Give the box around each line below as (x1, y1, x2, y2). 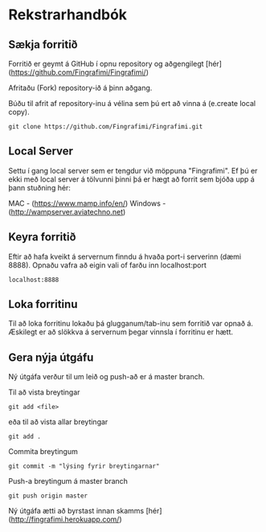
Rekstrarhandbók (8, 6, 127, 24)
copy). (8, 107, 30, 117)
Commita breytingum (8, 447, 78, 456)
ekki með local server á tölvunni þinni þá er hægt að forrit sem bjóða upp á (8, 174, 255, 184)
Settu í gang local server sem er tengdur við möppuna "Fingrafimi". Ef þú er (8, 166, 258, 175)
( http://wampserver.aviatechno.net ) (8, 207, 126, 216)
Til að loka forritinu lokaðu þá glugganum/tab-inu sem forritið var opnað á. (8, 319, 253, 329)
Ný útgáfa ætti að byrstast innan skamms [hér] (8, 506, 162, 516)
